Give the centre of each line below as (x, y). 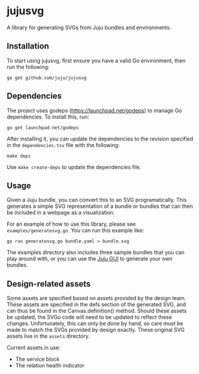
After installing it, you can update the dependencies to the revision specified (100, 139)
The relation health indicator (50, 366)
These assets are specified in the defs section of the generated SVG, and (97, 304)
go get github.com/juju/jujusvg (47, 78)
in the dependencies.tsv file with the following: (63, 145)
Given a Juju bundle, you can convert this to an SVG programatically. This (97, 200)
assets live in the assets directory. (48, 336)
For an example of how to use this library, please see (71, 224)
